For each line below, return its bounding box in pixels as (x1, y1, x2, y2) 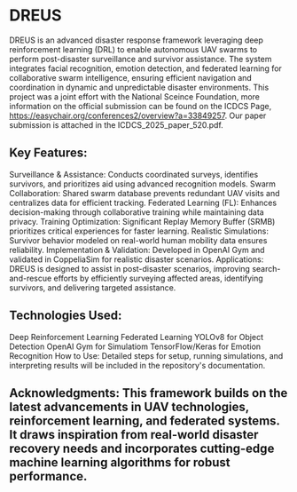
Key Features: (9, 146, 88, 161)
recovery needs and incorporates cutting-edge (9, 440, 275, 456)
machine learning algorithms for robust (9, 455, 231, 470)
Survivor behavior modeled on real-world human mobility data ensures (9, 234, 268, 245)
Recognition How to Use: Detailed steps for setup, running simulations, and (9, 350, 284, 361)
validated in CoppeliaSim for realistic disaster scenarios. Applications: (9, 254, 264, 265)
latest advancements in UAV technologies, (9, 399, 250, 414)
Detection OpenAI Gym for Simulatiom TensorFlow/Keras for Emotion (9, 341, 262, 352)
